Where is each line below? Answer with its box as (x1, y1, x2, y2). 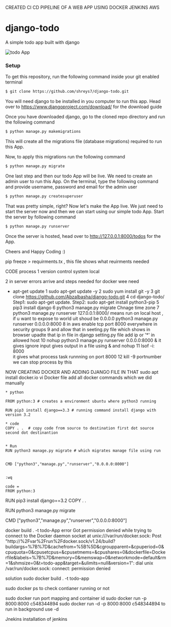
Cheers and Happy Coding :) (5, 248, 65, 254)
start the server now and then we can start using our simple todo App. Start (5, 208, 164, 214)
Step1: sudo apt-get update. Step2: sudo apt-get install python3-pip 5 (12, 299, 159, 305)
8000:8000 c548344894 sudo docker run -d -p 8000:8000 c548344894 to (5, 600, 166, 606)
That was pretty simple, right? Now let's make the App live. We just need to (5, 203, 163, 209)
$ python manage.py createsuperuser (5, 193, 83, 199)
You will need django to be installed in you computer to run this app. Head (5, 98, 161, 105)
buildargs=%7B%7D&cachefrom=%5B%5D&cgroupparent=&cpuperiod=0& (5, 543, 164, 550)
